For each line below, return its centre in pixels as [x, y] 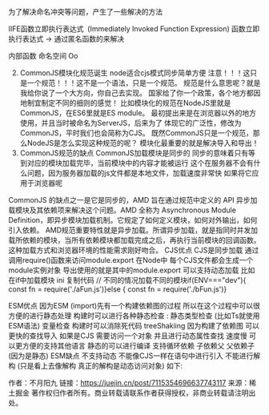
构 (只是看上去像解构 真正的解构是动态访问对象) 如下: [96, 366]
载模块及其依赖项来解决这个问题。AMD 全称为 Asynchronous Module [122, 210]
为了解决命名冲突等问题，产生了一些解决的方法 [85, 12]
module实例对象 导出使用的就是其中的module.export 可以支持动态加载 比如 [132, 270]
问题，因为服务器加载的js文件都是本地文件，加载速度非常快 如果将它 [139, 173]
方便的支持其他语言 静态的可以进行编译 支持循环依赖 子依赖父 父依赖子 [138, 346]
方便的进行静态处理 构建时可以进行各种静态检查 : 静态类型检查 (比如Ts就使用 [134, 316]
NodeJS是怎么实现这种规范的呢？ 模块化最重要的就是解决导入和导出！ [143, 143]
